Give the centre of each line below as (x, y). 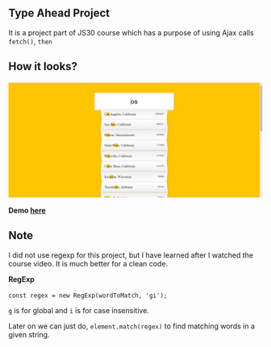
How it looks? (43, 66)
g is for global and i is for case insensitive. (79, 310)
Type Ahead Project (59, 13)
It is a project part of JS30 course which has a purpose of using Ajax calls (131, 32)
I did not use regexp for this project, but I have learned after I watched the (131, 255)
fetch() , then (30, 41)
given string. (29, 334)
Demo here (27, 210)
